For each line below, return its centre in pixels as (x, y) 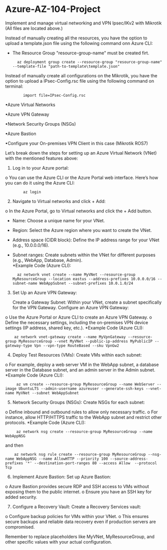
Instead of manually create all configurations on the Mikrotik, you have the (81, 75)
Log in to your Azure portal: (40, 168)
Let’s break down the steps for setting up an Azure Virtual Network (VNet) (81, 153)
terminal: (14, 86)
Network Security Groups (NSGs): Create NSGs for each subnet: (79, 402)
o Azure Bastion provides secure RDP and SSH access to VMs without (77, 486)
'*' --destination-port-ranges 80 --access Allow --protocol (91, 463)
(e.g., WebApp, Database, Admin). (47, 260)
